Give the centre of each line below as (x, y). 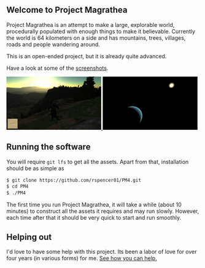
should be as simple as (35, 168)
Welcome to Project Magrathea (67, 10)
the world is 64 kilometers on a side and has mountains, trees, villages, (96, 38)
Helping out (29, 237)
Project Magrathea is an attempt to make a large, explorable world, (91, 24)
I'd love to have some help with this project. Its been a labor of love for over (102, 251)
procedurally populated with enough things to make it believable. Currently (101, 31)
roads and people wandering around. (53, 44)
